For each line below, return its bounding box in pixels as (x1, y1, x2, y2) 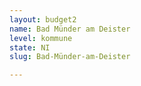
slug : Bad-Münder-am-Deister (9, 52, 131, 62)
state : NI (9, 42, 51, 53)
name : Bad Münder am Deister (9, 24, 131, 34)
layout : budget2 (9, 14, 77, 25)
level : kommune (9, 33, 73, 43)
